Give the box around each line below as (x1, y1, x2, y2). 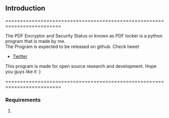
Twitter (12, 53, 28, 59)
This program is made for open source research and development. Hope (5, 63, 157, 69)
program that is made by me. (5, 38, 66, 44)
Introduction (5, 4, 46, 13)
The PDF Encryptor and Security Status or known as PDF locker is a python (5, 32, 163, 38)
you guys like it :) (5, 68, 41, 74)
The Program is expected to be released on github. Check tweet (5, 43, 140, 50)
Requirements (5, 96, 41, 103)
